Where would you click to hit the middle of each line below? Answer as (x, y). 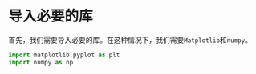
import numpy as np (41, 62)
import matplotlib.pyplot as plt (64, 55)
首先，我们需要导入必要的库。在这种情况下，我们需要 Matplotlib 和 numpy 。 (130, 40)
